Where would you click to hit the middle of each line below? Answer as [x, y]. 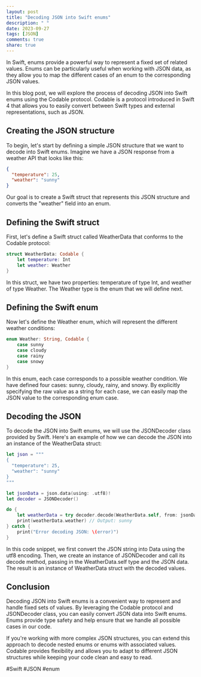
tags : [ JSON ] [22, 34]
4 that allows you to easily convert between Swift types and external [91, 105]
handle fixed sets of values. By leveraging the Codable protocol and [90, 608]
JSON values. [23, 81]
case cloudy [32, 350]
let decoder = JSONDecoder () [42, 499]
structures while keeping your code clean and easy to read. [79, 657]
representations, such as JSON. [45, 112]
